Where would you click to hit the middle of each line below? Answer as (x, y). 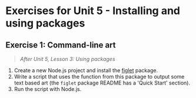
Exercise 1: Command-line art (61, 45)
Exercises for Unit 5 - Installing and (93, 11)
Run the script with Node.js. (48, 89)
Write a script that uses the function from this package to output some (99, 77)
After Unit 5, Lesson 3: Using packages (67, 59)
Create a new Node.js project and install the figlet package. (86, 70)
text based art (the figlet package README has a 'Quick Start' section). (102, 83)
